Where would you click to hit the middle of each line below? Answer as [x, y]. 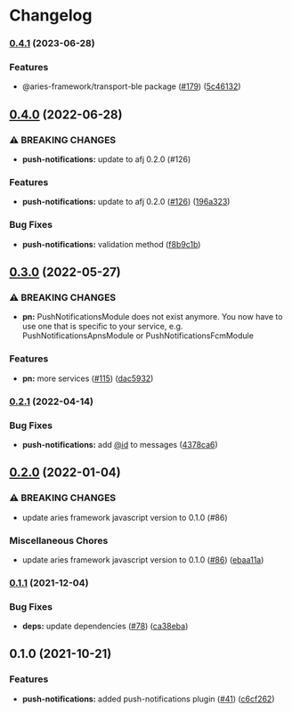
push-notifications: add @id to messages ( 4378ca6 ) [120, 444]
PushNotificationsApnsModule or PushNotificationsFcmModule [138, 336]
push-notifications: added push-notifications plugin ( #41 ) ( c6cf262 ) [148, 699]
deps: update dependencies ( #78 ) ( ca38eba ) [105, 626]
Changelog [51, 16]
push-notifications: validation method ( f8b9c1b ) [111, 244]
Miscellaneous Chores [59, 540]
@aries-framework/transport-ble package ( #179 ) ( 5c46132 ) [132, 86]
